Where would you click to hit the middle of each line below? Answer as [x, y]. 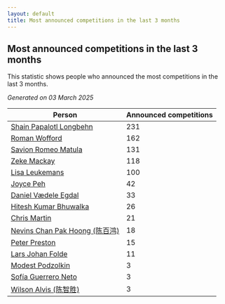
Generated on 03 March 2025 [50, 98]
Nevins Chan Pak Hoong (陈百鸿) [65, 231]
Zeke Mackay [33, 161]
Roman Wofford [36, 138]
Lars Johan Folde [39, 254]
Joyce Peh [28, 184]
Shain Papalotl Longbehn [52, 127]
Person [65, 115]
